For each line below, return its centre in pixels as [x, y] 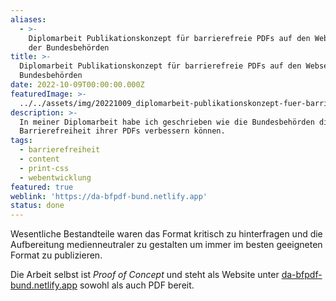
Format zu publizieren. [56, 255]
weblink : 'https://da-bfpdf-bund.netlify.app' [109, 196]
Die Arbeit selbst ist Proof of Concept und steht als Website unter [145, 275]
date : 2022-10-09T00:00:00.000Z [77, 85]
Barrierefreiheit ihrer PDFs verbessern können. [122, 131]
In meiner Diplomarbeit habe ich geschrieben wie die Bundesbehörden [167, 122]
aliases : [28, 19]
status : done [37, 206]
